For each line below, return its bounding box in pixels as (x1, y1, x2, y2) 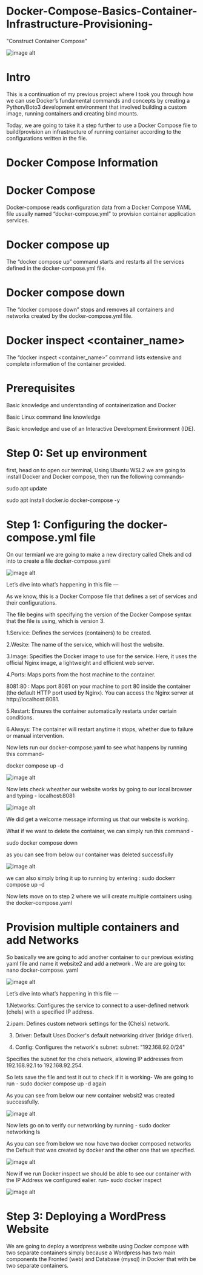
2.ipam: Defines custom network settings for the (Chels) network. (6, 1020, 170, 1027)
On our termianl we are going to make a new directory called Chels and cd (6, 551, 192, 558)
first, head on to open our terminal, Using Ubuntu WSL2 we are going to (6, 466, 186, 473)
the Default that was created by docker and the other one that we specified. (6, 1146, 196, 1153)
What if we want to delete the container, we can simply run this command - (6, 827, 194, 834)
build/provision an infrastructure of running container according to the (6, 128, 182, 135)
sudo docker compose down (6, 839, 78, 846)
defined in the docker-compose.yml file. (6, 264, 107, 272)
